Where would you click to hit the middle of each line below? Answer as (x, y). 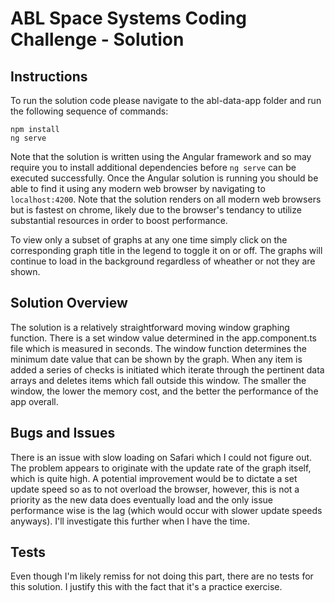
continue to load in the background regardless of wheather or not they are (163, 261)
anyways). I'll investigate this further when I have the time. (130, 521)
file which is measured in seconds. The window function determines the (158, 348)
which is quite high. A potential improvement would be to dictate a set (154, 478)
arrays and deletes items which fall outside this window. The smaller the (158, 380)
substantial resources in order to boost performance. (119, 220)
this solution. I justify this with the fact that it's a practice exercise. (146, 587)
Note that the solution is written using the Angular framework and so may (161, 156)
